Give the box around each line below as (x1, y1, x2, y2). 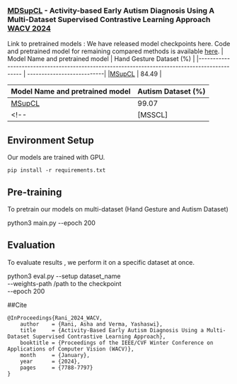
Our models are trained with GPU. (7, 153, 105, 162)
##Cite (7, 300, 27, 309)
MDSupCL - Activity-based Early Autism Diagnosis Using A (7, 6, 215, 16)
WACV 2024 (7, 23, 51, 33)
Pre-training (7, 186, 62, 198)
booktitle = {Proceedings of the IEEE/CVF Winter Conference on (20, 339, 214, 346)
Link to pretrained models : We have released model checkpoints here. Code (7, 40, 231, 48)
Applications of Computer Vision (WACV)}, (7, 345, 134, 353)
